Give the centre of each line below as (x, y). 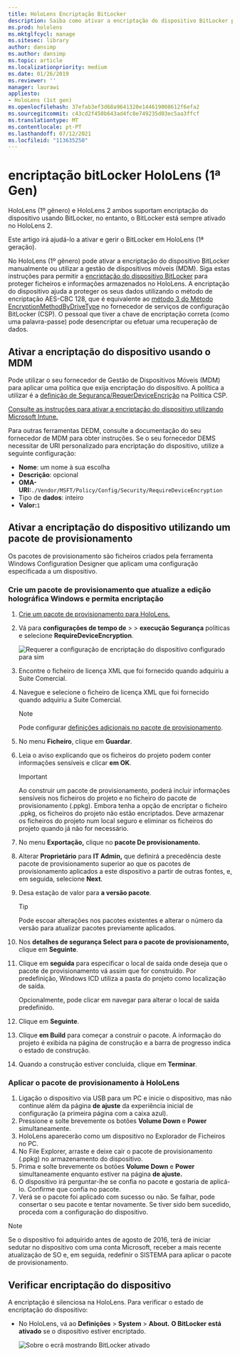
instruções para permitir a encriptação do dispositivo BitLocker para (108, 276)
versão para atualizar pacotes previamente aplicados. (97, 928)
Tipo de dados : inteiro (51, 498)
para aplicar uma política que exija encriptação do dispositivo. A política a (116, 388)
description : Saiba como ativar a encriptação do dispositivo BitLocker (118, 21)
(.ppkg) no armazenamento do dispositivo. (80, 1159)
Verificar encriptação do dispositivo (90, 1285)
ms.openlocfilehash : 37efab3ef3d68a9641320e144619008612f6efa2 (104, 107)
